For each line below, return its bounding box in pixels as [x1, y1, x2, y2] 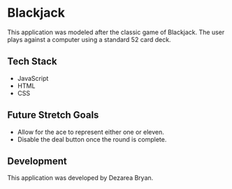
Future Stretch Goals [7, 109, 99, 121]
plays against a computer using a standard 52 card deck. [7, 35, 171, 43]
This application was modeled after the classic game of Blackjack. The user [7, 28, 225, 36]
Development [7, 155, 68, 167]
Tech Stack [7, 56, 57, 68]
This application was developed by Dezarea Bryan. [7, 174, 154, 182]
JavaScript [17, 74, 49, 82]
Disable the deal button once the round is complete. [17, 135, 167, 144]
